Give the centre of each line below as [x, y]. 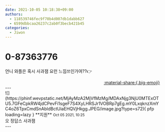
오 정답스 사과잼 [20, 121]
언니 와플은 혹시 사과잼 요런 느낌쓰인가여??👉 [49, 71]
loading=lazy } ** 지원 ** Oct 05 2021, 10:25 [45, 114]
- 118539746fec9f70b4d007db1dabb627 [47, 19]
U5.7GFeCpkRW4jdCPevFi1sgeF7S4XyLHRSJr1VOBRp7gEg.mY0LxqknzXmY [82, 103]
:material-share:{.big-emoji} [132, 82]
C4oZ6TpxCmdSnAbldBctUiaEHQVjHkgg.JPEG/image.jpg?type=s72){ [76, 108]
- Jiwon [17, 33]
